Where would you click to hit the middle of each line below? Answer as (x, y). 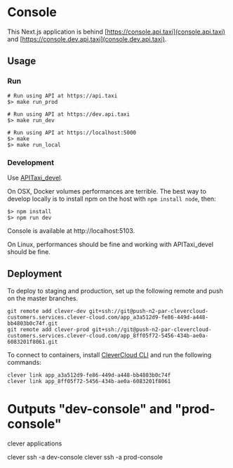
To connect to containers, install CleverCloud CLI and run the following (109, 354)
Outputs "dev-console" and (90, 409)
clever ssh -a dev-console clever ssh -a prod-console (85, 457)
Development (31, 162)
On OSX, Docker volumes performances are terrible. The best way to (107, 191)
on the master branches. (43, 298)
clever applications (35, 443)
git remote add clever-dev (47, 311)
